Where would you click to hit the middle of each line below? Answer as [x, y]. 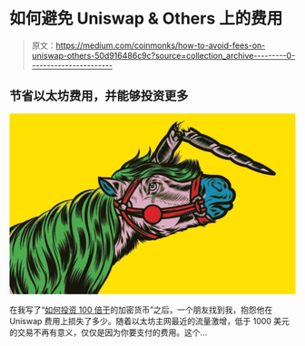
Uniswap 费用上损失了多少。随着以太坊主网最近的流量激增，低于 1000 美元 [150, 322]
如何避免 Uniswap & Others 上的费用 [146, 19]
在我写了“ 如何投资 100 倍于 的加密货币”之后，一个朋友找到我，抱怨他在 [141, 310]
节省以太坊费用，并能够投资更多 [99, 96]
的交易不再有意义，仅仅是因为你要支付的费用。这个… [108, 332]
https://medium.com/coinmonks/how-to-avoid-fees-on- [161, 45]
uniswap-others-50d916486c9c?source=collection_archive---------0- [163, 55]
